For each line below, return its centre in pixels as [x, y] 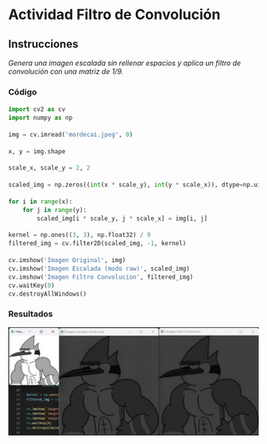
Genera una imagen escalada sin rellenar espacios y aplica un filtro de [125, 63]
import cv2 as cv [37, 110]
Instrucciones [43, 44]
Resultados [31, 314]
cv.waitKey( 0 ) [32, 285]
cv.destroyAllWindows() [48, 294]
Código [23, 91]
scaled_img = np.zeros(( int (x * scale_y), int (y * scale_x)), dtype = [126, 185]
